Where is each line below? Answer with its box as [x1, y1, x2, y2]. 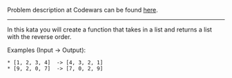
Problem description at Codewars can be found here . [7, 6, 158, 14]
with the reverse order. [7, 33, 72, 40]
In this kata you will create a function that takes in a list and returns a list [7, 25, 213, 34]
